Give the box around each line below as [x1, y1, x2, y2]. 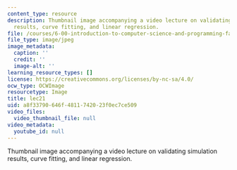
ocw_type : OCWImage [7, 82, 65, 89]
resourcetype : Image [7, 89, 68, 96]
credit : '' [13, 56, 46, 63]
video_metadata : [7, 121, 55, 129]
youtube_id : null [13, 128, 65, 135]
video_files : [7, 108, 46, 115]
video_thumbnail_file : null [13, 115, 97, 122]
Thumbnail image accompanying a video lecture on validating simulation [7, 147, 217, 155]
